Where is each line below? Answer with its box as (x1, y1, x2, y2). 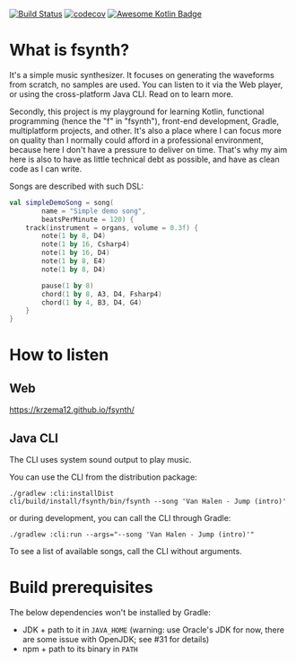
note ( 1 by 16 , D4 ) (41, 248, 110, 258)
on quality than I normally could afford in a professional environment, (9, 135, 264, 146)
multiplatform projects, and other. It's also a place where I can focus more (9, 125, 283, 136)
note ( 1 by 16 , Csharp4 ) (41, 240, 130, 249)
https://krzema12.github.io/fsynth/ (9, 404, 135, 415)
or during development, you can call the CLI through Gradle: (9, 513, 231, 523)
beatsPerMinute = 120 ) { (41, 215, 135, 224)
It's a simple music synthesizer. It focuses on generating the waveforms (9, 69, 275, 80)
